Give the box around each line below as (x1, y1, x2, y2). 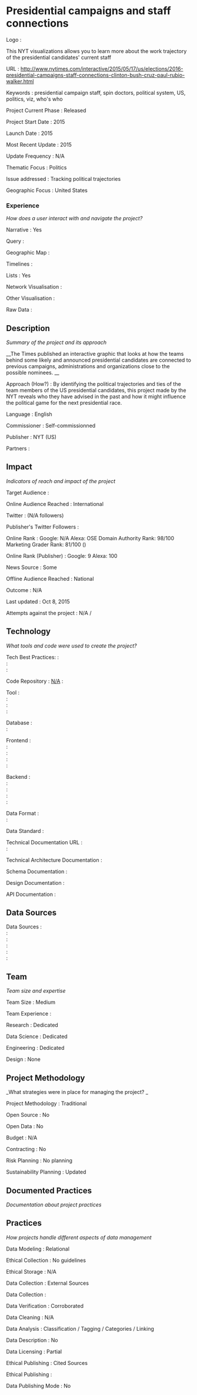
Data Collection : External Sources (6, 1280, 89, 1287)
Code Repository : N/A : (6, 677, 64, 685)
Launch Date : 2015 (6, 130, 53, 137)
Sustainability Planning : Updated (6, 1168, 86, 1176)
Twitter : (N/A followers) (6, 511, 64, 519)
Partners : (6, 445, 30, 452)
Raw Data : (6, 306, 32, 313)
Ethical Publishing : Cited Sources (6, 1359, 88, 1366)
